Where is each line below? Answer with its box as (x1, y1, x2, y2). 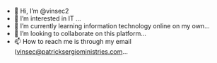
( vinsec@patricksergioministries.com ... (13, 47, 129, 56)
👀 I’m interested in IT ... (13, 14, 81, 23)
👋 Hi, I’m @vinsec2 (13, 7, 69, 15)
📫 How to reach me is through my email (13, 38, 132, 45)
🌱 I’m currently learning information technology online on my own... (13, 22, 210, 30)
